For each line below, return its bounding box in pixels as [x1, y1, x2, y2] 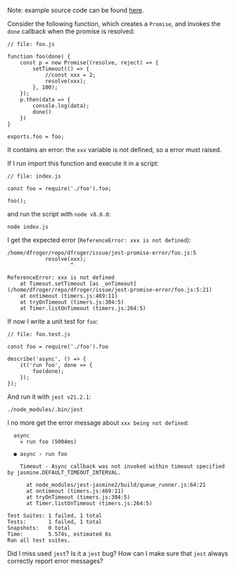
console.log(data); [32, 102, 90, 109]
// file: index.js [7, 173, 61, 180]
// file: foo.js [7, 41, 55, 48]
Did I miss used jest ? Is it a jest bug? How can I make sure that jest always [7, 549, 229, 557]
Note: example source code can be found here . [7, 6, 144, 14]
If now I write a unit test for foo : [7, 317, 99, 325]
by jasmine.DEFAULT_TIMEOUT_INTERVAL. [7, 469, 121, 476]
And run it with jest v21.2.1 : [7, 392, 91, 401]
